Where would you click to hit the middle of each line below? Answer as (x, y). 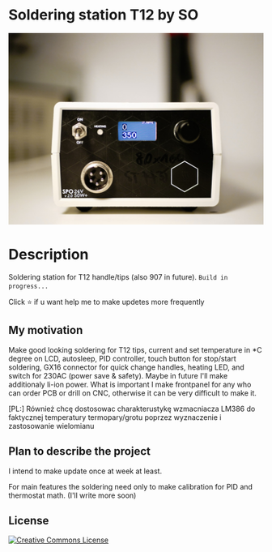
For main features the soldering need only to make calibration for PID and (131, 486)
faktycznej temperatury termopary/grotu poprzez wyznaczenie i (115, 417)
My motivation (46, 330)
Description (49, 255)
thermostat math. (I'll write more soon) (72, 495)
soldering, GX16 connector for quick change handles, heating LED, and (126, 367)
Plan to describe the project (80, 451)
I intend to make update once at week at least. (85, 471)
